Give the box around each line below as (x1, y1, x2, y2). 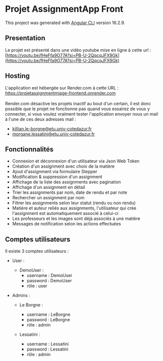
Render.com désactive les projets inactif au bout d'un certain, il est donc (5, 100, 151, 106)
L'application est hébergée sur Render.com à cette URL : (5, 85, 119, 90)
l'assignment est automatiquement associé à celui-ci (12, 211, 119, 216)
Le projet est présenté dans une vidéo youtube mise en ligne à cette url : (5, 47, 151, 53)
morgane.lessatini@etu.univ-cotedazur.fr (12, 131, 95, 137)
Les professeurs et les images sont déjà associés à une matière (12, 215, 140, 222)
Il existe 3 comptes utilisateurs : (5, 248, 69, 254)
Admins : (12, 293, 30, 299)
